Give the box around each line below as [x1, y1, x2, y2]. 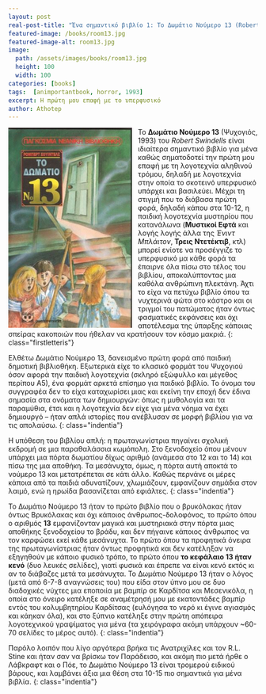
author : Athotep [8, 105, 62, 112]
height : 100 [15, 63, 55, 71]
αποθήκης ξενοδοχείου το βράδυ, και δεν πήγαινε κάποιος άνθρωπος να [8, 527, 249, 536]
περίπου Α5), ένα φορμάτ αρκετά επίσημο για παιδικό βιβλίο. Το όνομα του [8, 379, 256, 388]
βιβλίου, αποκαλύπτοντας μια [138, 270, 237, 280]
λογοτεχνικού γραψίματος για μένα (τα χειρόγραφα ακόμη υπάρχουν [8, 620, 239, 629]
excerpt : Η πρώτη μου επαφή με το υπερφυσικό [8, 96, 161, 105]
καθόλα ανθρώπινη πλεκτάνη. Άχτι [138, 279, 255, 288]
